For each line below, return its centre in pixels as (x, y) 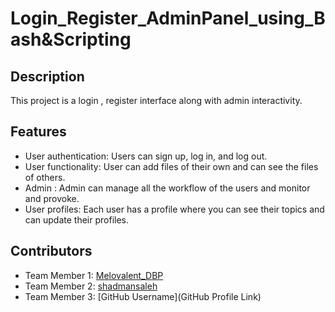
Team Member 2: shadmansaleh (91, 286)
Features (38, 132)
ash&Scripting (71, 39)
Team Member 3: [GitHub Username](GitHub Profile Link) (143, 296)
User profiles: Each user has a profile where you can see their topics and (174, 209)
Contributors (51, 251)
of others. (45, 177)
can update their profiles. (77, 219)
